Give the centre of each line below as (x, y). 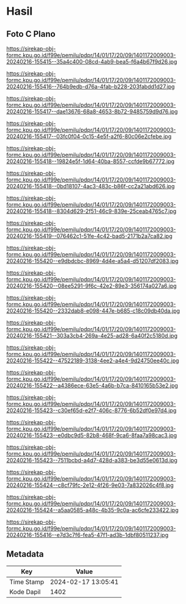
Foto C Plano (31, 34)
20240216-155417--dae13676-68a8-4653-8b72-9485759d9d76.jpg (92, 111)
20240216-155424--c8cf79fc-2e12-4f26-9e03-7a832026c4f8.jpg (90, 485)
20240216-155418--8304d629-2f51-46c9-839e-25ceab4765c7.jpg (91, 211)
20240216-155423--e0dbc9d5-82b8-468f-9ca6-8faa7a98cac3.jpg (92, 435)
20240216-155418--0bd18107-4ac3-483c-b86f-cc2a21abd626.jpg (91, 186)
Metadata (25, 554)
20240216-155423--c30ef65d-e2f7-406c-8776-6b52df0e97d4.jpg (91, 410)
